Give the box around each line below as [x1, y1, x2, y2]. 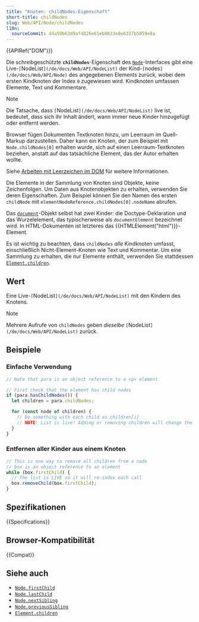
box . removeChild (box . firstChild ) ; [11, 481, 97, 487]
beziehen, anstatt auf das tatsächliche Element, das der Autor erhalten [6, 150, 179, 157]
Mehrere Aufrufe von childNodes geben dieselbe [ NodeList [6, 321, 150, 329]
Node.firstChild [14, 585, 55, 591]
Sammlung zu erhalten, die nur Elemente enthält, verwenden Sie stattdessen [6, 253, 194, 260]
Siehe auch [6, 569, 49, 579]
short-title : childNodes [6, 14, 68, 20]
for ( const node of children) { [11, 409, 92, 415]
